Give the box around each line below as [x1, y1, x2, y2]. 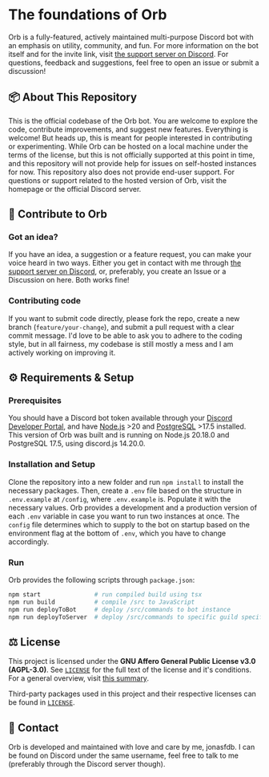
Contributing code [8, 295, 82, 307]
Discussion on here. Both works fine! [8, 275, 130, 285]
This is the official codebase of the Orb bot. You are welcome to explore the [8, 116, 259, 125]
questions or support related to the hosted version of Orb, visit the [8, 175, 227, 185]
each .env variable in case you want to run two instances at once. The [8, 511, 240, 521]
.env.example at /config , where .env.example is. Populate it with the [8, 494, 231, 503]
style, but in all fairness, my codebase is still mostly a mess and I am [8, 339, 234, 348]
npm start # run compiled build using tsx [8, 591, 203, 599]
